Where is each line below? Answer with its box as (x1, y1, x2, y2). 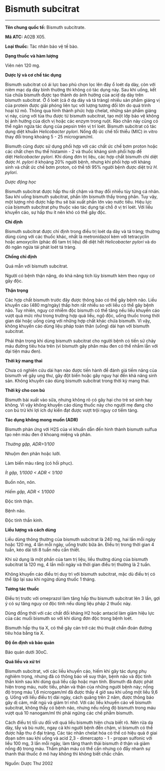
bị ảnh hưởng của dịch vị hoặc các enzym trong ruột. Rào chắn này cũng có (5, 118, 159, 124)
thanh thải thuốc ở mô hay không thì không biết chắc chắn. (5, 751, 124, 757)
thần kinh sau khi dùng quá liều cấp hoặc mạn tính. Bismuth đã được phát (5, 679, 154, 684)
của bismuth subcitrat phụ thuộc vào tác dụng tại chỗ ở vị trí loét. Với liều (5, 204, 153, 210)
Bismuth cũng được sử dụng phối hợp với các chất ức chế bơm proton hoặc (5, 143, 158, 149)
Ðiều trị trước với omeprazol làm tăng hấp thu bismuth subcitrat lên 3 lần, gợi (5, 595, 160, 601)
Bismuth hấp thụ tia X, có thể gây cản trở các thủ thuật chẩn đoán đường (5, 624, 152, 630)
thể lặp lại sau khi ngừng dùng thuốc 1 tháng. (5, 576, 96, 582)
